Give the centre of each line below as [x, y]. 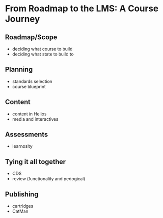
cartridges [23, 206]
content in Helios [29, 114]
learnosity [22, 146]
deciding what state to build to [43, 54]
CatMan [20, 211]
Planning [19, 69]
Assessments [27, 135]
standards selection [32, 81]
